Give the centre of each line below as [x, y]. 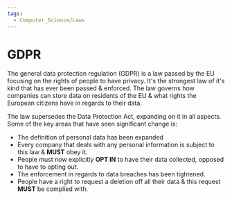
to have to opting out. [47, 167]
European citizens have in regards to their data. [74, 103]
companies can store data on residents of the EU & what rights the [102, 96]
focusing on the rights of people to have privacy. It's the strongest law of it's [116, 81]
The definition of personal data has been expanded [90, 137]
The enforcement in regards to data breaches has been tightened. [111, 174]
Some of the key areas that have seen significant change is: [92, 124]
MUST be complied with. [53, 189]
